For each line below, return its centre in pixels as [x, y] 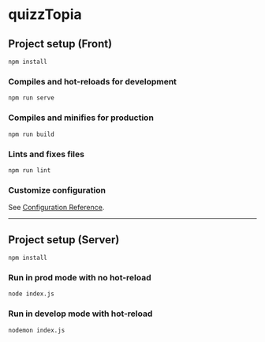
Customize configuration [57, 190]
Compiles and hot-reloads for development [93, 81]
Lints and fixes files [47, 154]
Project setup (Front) [60, 44]
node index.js [32, 294]
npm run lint [30, 170]
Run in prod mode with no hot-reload [80, 277]
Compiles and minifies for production [81, 118]
